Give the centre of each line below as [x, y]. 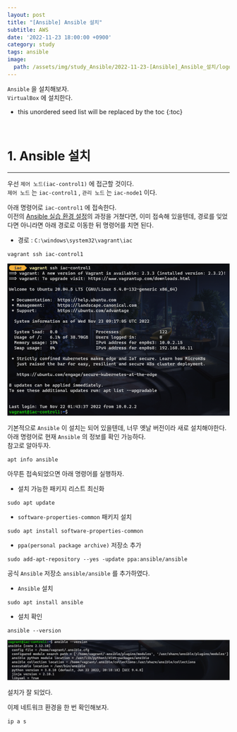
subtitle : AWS [28, 30]
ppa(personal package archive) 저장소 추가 [79, 545]
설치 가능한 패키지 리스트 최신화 [61, 488]
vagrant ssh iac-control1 [45, 254]
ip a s [17, 721]
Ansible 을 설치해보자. [38, 89]
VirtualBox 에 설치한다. [40, 97]
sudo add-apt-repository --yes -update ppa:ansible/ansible [98, 559]
